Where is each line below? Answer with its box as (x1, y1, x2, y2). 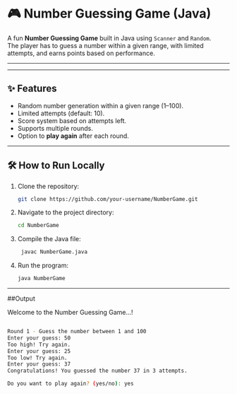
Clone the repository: (17, 182, 80, 190)
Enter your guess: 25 (7, 347, 71, 354)
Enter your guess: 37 (7, 361, 71, 368)
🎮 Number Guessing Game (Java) (7, 6, 212, 22)
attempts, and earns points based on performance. (7, 49, 155, 57)
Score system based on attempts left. (17, 116, 127, 124)
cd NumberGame (17, 222, 59, 229)
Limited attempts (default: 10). (17, 109, 105, 117)
